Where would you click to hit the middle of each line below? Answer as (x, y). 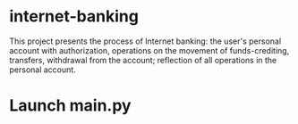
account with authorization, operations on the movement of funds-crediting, (149, 50)
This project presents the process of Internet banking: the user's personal (145, 41)
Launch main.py (70, 106)
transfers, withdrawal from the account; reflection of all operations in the (143, 60)
